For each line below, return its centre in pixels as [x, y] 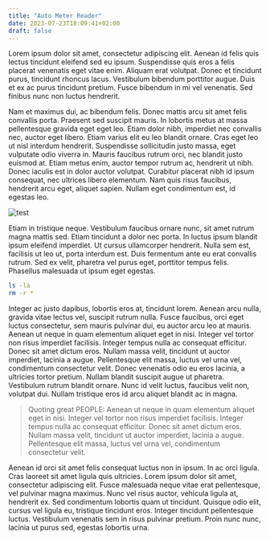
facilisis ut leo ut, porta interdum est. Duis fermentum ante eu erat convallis [133, 254]
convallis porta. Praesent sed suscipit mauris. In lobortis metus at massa [128, 121]
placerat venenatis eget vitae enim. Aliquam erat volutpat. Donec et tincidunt [135, 71]
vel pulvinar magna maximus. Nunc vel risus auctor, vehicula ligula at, [123, 493]
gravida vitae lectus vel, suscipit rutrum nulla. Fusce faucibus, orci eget [126, 317]
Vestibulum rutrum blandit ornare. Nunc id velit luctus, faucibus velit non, [129, 386]
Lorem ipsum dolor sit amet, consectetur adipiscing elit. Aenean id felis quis [134, 54]
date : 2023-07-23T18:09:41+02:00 [64, 23]
